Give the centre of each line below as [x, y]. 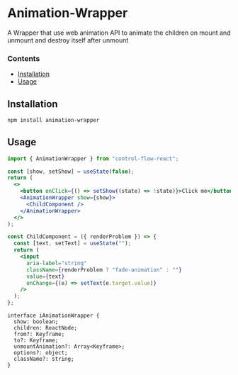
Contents [24, 58]
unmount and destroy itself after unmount [68, 40]
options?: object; [41, 353]
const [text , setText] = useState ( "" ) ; [73, 244]
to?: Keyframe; [36, 341]
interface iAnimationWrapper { [53, 316]
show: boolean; [36, 322]
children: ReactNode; [46, 328]
